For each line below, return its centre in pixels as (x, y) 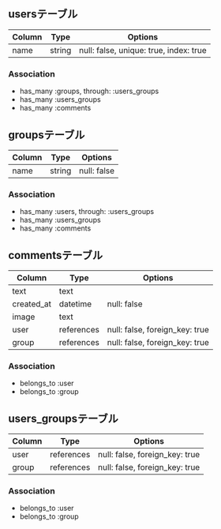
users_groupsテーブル (63, 418)
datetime (75, 304)
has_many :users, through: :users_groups (87, 212)
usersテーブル (43, 14)
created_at (32, 304)
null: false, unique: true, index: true (142, 50)
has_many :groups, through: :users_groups (89, 91)
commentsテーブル (56, 255)
